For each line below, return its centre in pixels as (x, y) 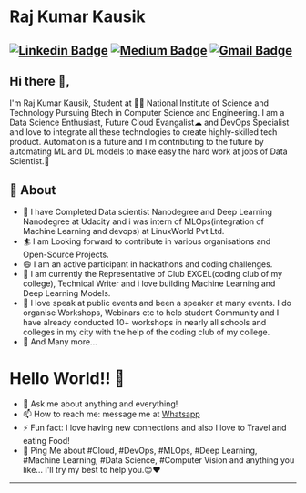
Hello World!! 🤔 (67, 379)
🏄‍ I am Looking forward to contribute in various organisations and (147, 241)
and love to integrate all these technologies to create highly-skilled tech (143, 132)
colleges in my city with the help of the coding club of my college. (146, 332)
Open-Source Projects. (66, 255)
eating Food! (46, 441)
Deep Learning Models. (66, 293)
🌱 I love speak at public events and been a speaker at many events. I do (157, 303)
